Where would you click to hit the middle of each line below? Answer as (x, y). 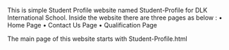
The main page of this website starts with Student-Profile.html (98, 39)
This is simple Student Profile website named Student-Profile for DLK (107, 10)
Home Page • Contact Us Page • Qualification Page (82, 25)
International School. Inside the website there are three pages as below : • (115, 18)
